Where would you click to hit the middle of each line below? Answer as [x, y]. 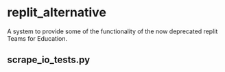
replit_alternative [57, 13]
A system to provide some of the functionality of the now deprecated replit [113, 31]
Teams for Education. [37, 38]
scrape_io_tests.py [49, 60]
